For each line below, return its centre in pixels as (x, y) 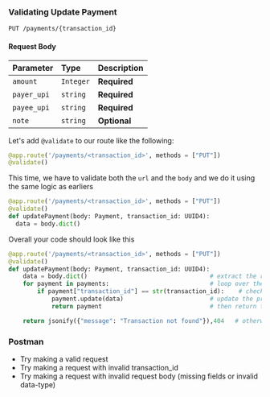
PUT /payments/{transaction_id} (62, 29)
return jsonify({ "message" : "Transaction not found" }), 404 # (131, 320)
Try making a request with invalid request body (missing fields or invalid (139, 376)
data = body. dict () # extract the (140, 276)
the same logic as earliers (51, 187)
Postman (26, 341)
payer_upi (31, 94)
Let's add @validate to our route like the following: (91, 140)
